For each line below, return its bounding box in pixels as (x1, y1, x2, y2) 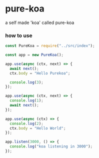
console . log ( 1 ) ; (9, 98, 43, 103)
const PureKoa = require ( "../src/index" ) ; (5, 43, 95, 48)
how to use (5, 32, 32, 39)
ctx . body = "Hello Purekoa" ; (9, 70, 70, 75)
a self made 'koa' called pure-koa (5, 19, 74, 25)
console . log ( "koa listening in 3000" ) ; (9, 144, 93, 149)
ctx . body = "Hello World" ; (9, 125, 66, 130)
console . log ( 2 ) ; (9, 121, 43, 126)
